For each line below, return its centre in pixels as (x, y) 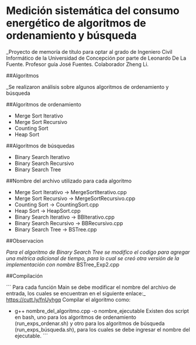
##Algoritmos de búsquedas (40, 146)
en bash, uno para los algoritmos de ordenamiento (75, 317)
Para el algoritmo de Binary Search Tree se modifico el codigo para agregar (98, 252)
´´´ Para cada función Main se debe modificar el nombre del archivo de (91, 287)
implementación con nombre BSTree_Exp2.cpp (63, 264)
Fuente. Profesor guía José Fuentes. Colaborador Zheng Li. (78, 64)
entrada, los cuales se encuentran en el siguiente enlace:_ (76, 293)
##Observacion (25, 240)
